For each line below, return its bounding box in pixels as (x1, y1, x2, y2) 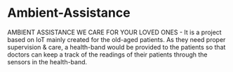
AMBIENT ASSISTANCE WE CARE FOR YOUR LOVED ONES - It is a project (7, 28, 222, 36)
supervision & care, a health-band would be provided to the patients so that (7, 43, 226, 51)
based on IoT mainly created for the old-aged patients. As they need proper (7, 35, 226, 43)
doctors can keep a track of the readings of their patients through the (7, 50, 208, 59)
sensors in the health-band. (7, 57, 88, 66)
